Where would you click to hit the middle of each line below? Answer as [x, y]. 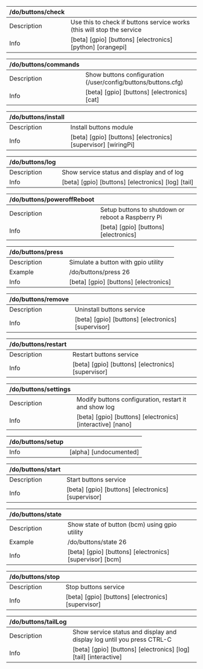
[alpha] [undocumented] [104, 452]
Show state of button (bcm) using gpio [122, 524]
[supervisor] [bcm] [95, 559]
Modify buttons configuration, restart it [131, 400]
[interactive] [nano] [104, 424]
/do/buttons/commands [44, 64]
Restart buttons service [105, 354]
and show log [95, 407]
